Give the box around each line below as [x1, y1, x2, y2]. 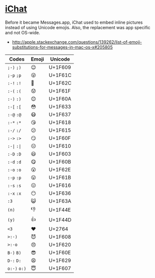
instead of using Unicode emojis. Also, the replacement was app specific [5, 24, 151, 30]
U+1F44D [48, 216, 72, 223]
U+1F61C [48, 72, 72, 78]
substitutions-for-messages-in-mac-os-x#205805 [12, 44, 113, 50]
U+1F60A [48, 95, 72, 102]
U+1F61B [48, 174, 71, 181]
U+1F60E [48, 249, 71, 256]
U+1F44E [48, 207, 71, 214]
